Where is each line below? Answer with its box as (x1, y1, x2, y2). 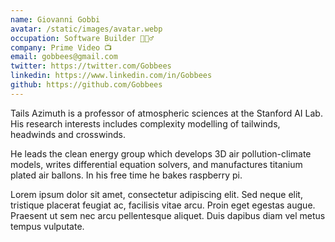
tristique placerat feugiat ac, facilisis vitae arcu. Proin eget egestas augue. (10, 199, 316, 211)
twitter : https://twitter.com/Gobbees (10, 61, 172, 71)
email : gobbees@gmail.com (10, 52, 118, 62)
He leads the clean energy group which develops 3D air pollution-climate (10, 147, 312, 160)
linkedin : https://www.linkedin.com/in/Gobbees (10, 71, 213, 81)
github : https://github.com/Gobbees (10, 80, 163, 90)
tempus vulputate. (10, 220, 85, 232)
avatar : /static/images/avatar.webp (10, 24, 163, 34)
